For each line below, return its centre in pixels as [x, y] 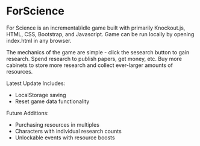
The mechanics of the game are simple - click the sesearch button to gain [98, 52]
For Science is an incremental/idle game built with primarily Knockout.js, [96, 28]
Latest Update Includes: [36, 83]
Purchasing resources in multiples [57, 124]
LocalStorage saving [40, 95]
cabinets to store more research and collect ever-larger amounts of [90, 65]
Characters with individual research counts [68, 131]
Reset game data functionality [52, 101]
